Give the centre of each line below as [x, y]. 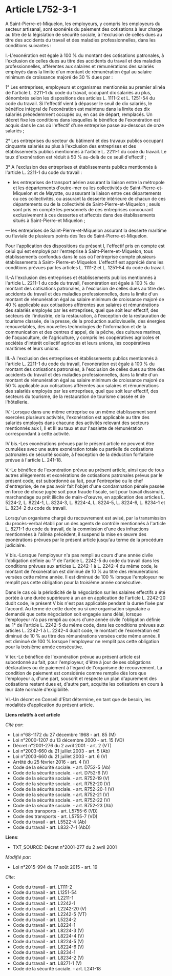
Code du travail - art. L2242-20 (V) [50, 908]
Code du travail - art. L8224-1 [44, 925]
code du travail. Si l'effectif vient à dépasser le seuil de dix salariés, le [79, 103]
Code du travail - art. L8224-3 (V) [48, 930]
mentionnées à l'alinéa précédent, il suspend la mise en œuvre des [76, 534]
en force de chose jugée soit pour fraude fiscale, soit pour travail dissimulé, [85, 491]
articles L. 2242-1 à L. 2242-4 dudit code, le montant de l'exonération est [83, 630]
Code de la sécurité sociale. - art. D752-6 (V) [60, 772]
